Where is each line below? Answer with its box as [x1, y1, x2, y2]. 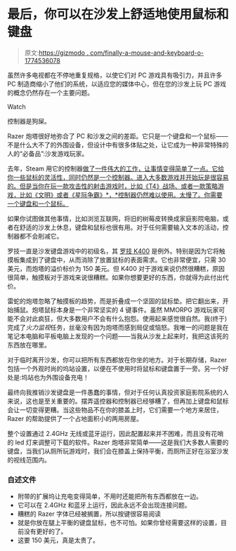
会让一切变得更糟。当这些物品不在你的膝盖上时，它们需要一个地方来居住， [7, 405, 223, 414]
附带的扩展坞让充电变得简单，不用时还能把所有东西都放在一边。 [17, 492, 202, 500]
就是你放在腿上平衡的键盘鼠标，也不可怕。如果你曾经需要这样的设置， [17, 519, 221, 527]
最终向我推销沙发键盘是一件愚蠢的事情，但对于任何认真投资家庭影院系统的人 [7, 387, 229, 397]
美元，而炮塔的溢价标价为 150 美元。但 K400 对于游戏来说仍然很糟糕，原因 [7, 264, 225, 272]
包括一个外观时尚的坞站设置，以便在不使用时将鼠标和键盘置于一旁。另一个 [7, 364, 223, 373]
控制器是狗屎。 [7, 117, 51, 125]
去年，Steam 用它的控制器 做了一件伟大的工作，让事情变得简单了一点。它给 [7, 164, 225, 173]
